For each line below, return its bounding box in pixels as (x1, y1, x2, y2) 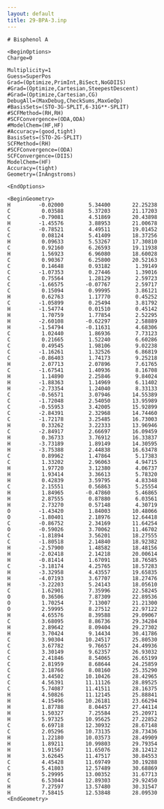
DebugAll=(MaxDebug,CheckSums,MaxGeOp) (7, 97, 124, 104)
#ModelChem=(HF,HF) (7, 122, 64, 129)
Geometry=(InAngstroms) (7, 171, 77, 178)
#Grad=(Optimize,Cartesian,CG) (7, 91, 98, 98)
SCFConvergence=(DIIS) (7, 152, 73, 160)
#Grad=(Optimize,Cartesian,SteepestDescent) (7, 85, 139, 92)
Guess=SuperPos (7, 73, 52, 80)
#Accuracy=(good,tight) (7, 127, 77, 135)
